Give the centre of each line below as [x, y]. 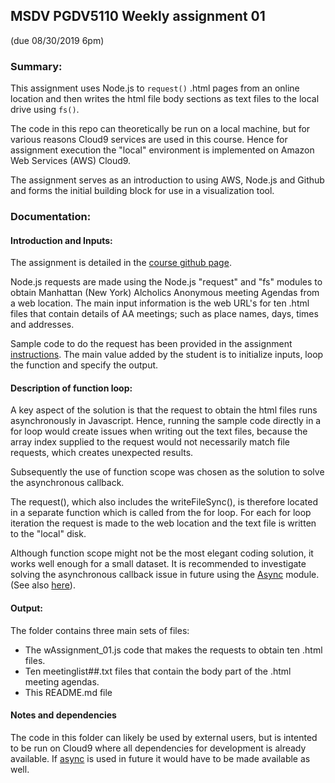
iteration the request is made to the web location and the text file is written [163, 523]
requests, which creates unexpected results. [102, 453]
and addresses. [42, 325]
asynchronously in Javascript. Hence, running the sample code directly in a [166, 421]
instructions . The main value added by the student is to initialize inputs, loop [167, 355]
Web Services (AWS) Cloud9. [71, 161]
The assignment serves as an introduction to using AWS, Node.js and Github [167, 180]
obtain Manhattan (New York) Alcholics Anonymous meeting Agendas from [165, 293]
